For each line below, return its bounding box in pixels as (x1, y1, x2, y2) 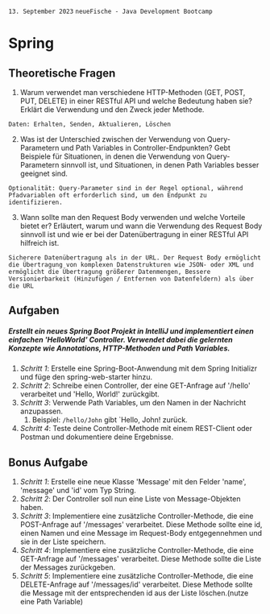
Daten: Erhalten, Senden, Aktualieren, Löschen (8, 120, 172, 128)
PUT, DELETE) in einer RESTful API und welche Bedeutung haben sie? (19, 96, 252, 106)
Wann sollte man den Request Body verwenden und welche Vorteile (19, 213, 246, 222)
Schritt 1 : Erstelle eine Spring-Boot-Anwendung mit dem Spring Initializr (19, 363, 258, 373)
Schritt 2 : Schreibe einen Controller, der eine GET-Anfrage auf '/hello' (19, 381, 251, 391)
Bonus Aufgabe (8, 455, 89, 469)
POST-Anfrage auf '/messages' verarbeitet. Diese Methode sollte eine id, (19, 520, 263, 529)
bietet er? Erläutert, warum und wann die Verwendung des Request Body (19, 221, 263, 230)
